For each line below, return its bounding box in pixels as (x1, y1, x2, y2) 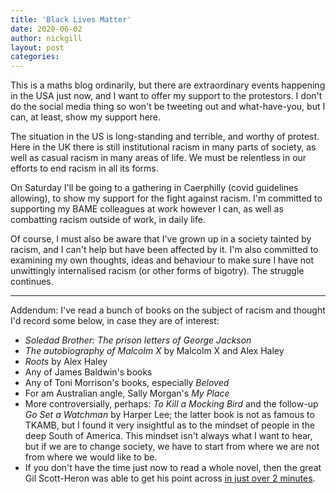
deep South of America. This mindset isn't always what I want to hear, (24, 430, 313, 442)
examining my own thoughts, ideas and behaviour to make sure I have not (10, 254, 314, 266)
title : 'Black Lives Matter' (10, 14, 132, 25)
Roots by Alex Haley (24, 356, 108, 368)
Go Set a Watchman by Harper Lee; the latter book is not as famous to (24, 409, 315, 421)
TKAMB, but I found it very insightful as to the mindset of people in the (24, 419, 316, 431)
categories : (10, 52, 60, 62)
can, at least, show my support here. (10, 111, 162, 123)
